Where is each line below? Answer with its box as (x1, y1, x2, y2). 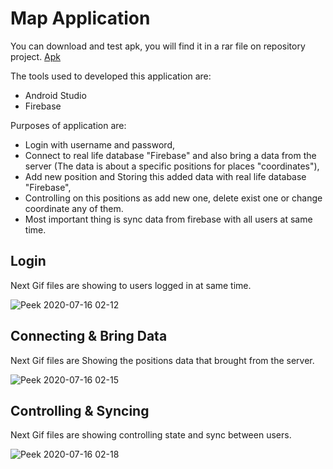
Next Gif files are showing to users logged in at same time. (10, 279, 252, 291)
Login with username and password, (24, 138, 175, 151)
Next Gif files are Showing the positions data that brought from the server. (10, 354, 315, 366)
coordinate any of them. (24, 202, 124, 214)
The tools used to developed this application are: (10, 70, 212, 82)
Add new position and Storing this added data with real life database (24, 170, 307, 182)
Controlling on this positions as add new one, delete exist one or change (24, 192, 323, 204)
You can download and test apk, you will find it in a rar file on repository (10, 40, 306, 52)
